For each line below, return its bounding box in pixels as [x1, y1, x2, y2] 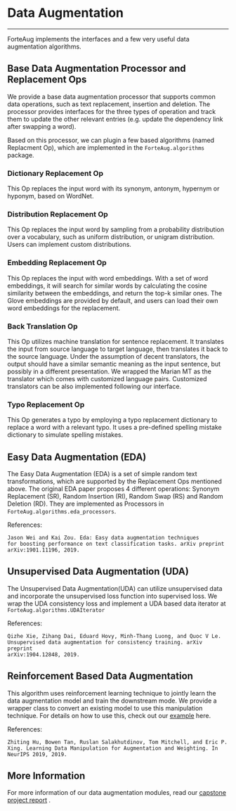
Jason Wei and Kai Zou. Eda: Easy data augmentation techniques [7, 535, 199, 542]
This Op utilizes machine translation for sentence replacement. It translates [7, 337, 225, 345]
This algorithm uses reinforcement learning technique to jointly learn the [7, 689, 216, 697]
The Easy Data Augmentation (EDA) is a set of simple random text [7, 470, 198, 478]
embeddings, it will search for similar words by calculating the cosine [7, 281, 207, 290]
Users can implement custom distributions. [7, 241, 132, 249]
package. [7, 151, 34, 159]
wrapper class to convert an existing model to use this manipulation [7, 703, 203, 712]
